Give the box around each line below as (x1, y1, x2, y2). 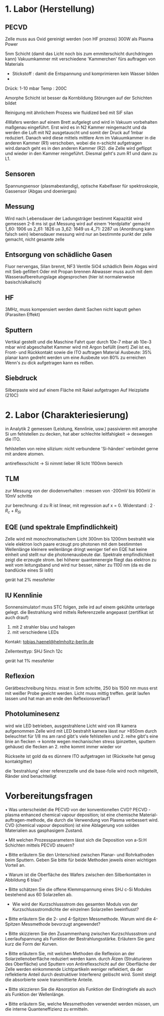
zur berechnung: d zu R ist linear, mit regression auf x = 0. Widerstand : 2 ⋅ (5, 502, 155, 508)
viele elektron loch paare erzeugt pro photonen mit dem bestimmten (5, 541, 142, 547)
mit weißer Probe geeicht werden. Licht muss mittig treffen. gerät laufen (5, 690, 150, 696)
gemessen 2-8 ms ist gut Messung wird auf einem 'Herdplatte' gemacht (5, 220, 150, 226)
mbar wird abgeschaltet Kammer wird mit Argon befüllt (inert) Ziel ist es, (5, 344, 151, 350)
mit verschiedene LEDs (12, 630, 59, 635)
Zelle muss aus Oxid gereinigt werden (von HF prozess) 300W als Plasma (5, 36, 153, 42)
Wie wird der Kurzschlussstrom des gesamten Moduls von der (12, 901, 138, 907)
